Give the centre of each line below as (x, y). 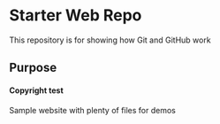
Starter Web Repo (76, 15)
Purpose (33, 68)
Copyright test (36, 90)
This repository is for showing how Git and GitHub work (110, 40)
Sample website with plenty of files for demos (93, 110)
